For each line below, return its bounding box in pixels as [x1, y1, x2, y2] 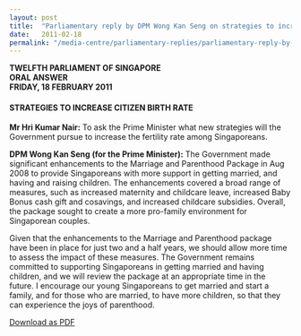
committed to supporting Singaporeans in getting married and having [9, 262, 264, 272]
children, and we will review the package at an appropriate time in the [9, 271, 266, 282]
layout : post [9, 13, 58, 22]
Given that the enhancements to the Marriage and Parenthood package [9, 233, 272, 244]
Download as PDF [9, 317, 75, 328]
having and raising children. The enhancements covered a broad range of [9, 177, 281, 188]
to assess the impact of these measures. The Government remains [9, 252, 255, 263]
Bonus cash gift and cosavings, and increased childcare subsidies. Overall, [9, 196, 287, 207]
